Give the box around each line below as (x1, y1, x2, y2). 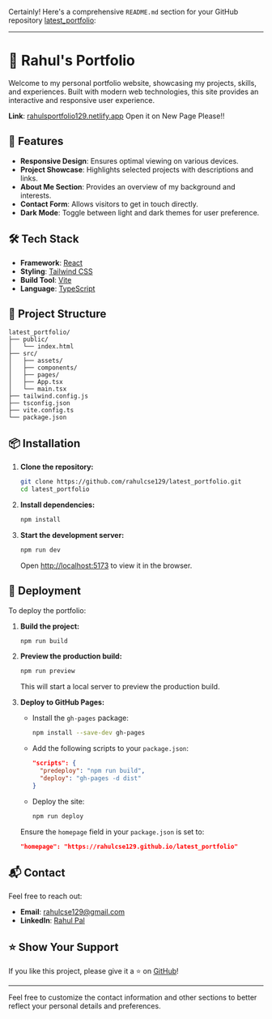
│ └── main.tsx (8, 385, 67, 394)
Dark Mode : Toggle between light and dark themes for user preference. (19, 207, 260, 217)
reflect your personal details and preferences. (8, 1001, 161, 1011)
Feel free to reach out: (8, 891, 83, 902)
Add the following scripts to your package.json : (32, 744, 189, 753)
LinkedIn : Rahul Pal (19, 915, 85, 926)
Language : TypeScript (19, 284, 96, 293)
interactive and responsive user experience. (8, 95, 155, 104)
